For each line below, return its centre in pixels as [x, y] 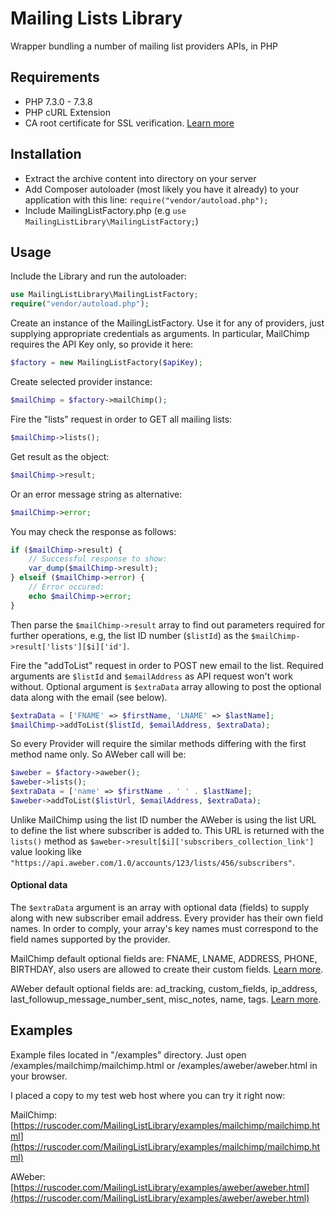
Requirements [55, 77]
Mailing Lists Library [96, 18]
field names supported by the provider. [90, 939]
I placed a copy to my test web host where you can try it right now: [148, 1095]
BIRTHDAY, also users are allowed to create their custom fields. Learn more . [167, 969]
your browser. [39, 1076]
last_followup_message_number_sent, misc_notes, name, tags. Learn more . [166, 999]
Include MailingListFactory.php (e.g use [105, 210]
